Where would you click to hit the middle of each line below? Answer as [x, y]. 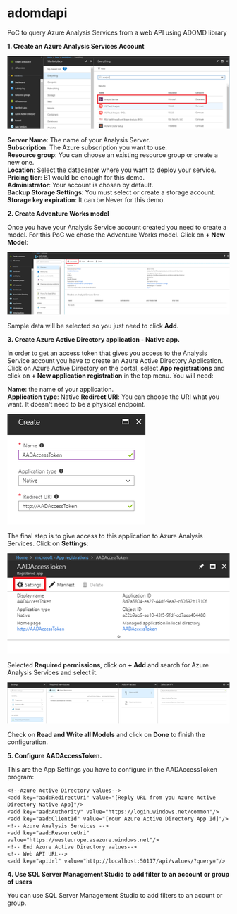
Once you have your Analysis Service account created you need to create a [117, 228]
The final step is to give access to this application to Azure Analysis [105, 536]
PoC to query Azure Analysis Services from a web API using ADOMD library [117, 32]
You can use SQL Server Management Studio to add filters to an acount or [115, 896]
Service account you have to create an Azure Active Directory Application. [115, 361]
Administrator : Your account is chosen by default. [80, 185]
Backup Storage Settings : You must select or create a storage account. [111, 192]
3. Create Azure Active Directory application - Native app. [93, 340]
